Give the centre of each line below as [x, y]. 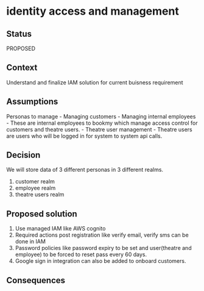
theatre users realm [40, 194]
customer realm [35, 182]
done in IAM [30, 241]
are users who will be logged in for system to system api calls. [84, 136]
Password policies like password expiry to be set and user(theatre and [103, 248]
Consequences [36, 280]
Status [19, 34]
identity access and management [93, 11]
